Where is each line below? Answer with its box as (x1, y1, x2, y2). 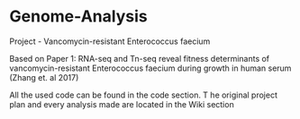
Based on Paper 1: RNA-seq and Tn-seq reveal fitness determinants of (9, 53, 270, 64)
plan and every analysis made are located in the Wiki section (9, 98, 234, 109)
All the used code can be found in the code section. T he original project (9, 89, 277, 100)
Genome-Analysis (9, 6, 148, 27)
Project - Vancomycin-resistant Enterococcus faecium (9, 36, 211, 47)
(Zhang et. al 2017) (9, 72, 79, 82)
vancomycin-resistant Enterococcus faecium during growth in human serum (9, 63, 292, 73)
